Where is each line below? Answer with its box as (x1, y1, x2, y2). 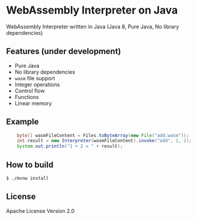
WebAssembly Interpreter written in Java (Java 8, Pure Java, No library (6, 23, 179, 30)
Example (6, 117, 39, 127)
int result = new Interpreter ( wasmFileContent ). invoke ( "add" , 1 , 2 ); (17, 138, 192, 144)
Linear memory (14, 100, 52, 107)
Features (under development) (6, 47, 121, 57)
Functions (14, 93, 40, 100)
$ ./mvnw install (6, 175, 49, 181)
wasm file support (14, 74, 55, 81)
